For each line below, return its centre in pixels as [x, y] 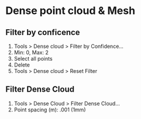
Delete [22, 65]
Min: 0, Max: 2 [31, 52]
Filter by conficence [43, 32]
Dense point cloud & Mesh [70, 11]
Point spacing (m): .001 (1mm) [50, 110]
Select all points [33, 59]
